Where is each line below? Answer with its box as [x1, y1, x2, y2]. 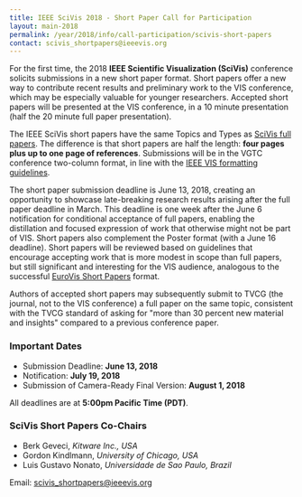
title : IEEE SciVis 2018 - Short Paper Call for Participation [9, 13, 252, 23]
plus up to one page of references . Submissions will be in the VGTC [9, 148, 263, 159]
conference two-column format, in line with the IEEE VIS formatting [9, 157, 259, 168]
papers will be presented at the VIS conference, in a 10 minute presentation [9, 101, 289, 113]
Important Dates [9, 340, 83, 352]
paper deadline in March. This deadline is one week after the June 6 [9, 204, 263, 215]
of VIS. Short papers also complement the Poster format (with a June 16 [9, 232, 277, 244]
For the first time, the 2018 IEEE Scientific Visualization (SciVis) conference [9, 63, 294, 74]
